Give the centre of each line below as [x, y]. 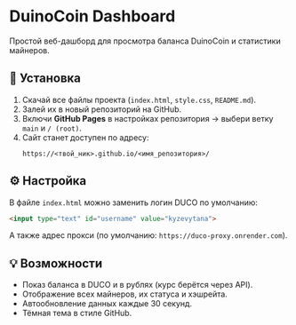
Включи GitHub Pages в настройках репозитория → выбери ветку [148, 118]
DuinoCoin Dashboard [92, 16]
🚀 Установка [45, 79]
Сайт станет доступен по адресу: [85, 137]
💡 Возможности [56, 263]
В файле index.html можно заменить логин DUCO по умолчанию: [133, 202]
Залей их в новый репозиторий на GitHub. [102, 109]
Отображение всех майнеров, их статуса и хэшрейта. [125, 294]
